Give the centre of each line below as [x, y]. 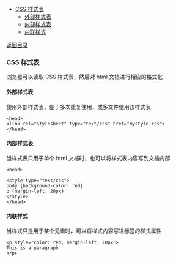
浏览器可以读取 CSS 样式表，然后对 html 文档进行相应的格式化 [85, 77]
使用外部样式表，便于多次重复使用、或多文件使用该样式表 [79, 107]
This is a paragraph [33, 248]
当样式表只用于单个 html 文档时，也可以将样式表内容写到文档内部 [88, 158]
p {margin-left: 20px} [35, 191]
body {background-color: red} [45, 185]
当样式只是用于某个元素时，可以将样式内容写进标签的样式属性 [84, 231]
